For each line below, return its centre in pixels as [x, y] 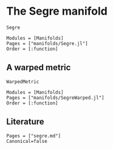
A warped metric [39, 67]
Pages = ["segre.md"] [34, 136]
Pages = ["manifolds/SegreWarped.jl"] [55, 98]
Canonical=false [27, 141]
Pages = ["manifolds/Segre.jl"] [47, 43]
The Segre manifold [57, 11]
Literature [25, 122]
